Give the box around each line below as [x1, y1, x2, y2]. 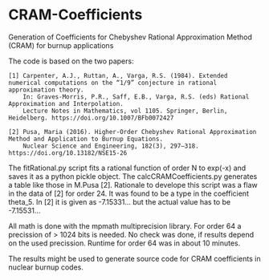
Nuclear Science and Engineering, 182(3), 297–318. [22, 142, 199, 150]
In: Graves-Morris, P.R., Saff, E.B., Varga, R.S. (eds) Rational [22, 92, 250, 101]
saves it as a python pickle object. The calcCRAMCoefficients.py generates [8, 171, 258, 181]
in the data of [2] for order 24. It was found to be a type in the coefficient [8, 189, 249, 198]
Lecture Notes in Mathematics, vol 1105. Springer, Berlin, [22, 107, 228, 115]
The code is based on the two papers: [8, 56, 134, 66]
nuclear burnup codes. [8, 262, 84, 272]
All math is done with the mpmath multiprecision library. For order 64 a [8, 221, 242, 230]
